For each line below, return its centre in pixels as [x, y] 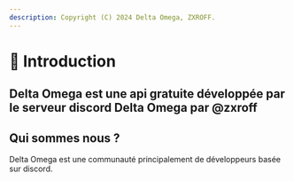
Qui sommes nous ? [65, 138]
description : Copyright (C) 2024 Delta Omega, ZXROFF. [112, 17]
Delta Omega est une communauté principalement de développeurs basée [145, 160]
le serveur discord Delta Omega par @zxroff [134, 108]
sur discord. [31, 169]
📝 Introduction [63, 61]
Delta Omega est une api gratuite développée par [147, 94]
